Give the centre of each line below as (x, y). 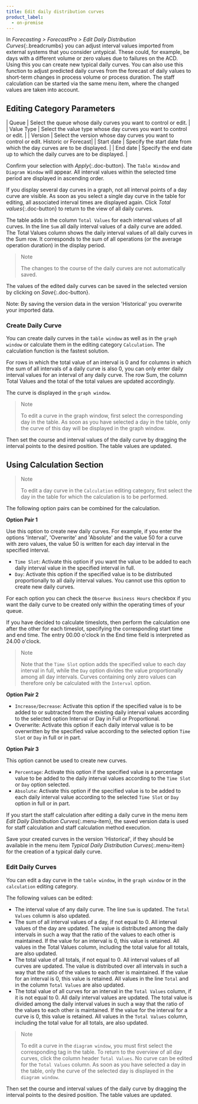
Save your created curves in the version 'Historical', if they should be (90, 839)
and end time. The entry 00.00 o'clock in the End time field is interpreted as (98, 635)
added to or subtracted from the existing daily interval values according (102, 712)
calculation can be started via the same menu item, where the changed (92, 84)
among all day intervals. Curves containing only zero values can (98, 677)
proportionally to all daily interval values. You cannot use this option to (100, 581)
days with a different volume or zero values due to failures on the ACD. (92, 58)
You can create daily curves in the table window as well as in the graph (92, 338)
